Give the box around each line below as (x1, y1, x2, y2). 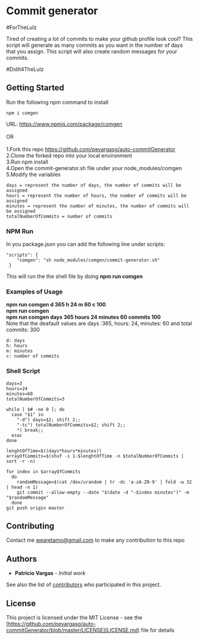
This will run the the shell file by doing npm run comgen (6, 273, 143, 280)
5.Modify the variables (6, 171, 61, 178)
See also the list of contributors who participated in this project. (6, 581, 162, 588)
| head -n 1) (6, 484, 38, 490)
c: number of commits (6, 353, 60, 359)
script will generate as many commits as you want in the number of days (6, 41, 183, 49)
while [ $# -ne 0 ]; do (6, 406, 65, 413)
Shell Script (6, 367, 40, 375)
